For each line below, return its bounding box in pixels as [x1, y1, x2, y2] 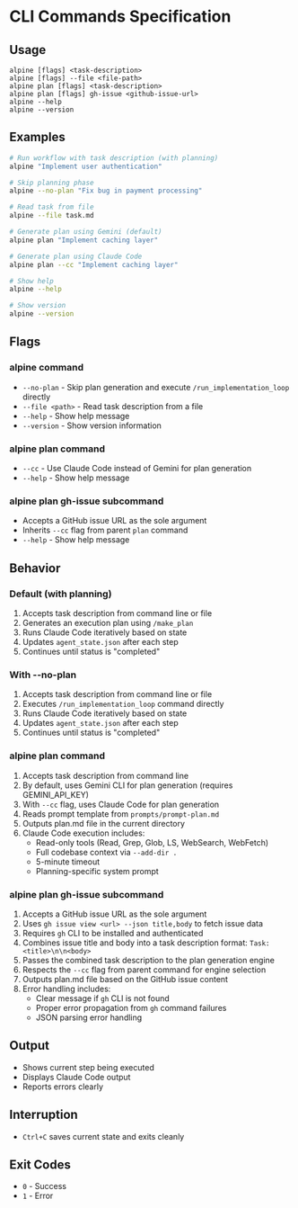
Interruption [9, 1107, 78, 1123]
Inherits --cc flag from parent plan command [22, 524, 188, 536]
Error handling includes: [22, 983, 111, 994]
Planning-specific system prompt [35, 865, 159, 876]
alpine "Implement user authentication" [9, 162, 163, 171]
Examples [9, 130, 66, 145]
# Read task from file [9, 202, 94, 212]
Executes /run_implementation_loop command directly [22, 699, 224, 710]
